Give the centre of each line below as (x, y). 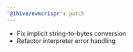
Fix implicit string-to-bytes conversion (71, 33)
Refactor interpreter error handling (66, 41)
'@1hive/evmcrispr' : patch (46, 14)
